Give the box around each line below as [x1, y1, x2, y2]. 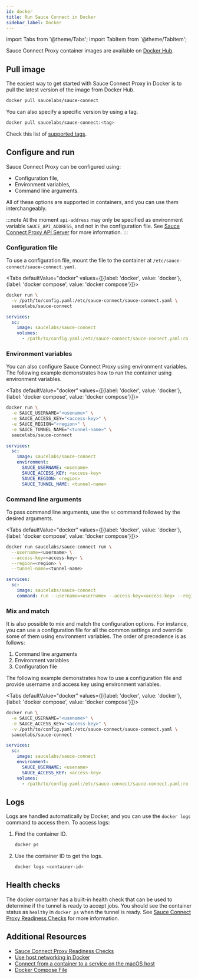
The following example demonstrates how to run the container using [6, 369, 172, 376]
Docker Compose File [14, 966, 68, 973]
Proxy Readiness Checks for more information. [6, 915, 120, 922]
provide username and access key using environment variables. [6, 681, 161, 688]
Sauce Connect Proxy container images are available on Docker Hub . [6, 47, 174, 54]
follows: [6, 639, 25, 646]
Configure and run [6, 147, 75, 157]
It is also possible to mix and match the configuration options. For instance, [6, 620, 189, 628]
